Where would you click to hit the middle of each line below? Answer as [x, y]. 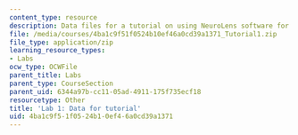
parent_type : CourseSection [62, 83]
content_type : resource [54, 17]
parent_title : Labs [46, 75]
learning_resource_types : [57, 51]
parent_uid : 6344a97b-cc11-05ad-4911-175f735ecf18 [105, 91]
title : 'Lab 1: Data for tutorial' [75, 108]
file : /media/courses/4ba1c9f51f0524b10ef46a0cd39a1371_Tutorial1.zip [143, 34]
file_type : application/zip [62, 42]
